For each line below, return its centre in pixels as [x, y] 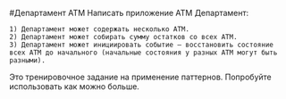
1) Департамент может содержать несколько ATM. [100, 29]
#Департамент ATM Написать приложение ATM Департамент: [129, 13]
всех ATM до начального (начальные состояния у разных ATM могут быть [143, 53]
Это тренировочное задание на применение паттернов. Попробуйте [140, 77]
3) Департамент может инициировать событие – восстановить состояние [142, 45]
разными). [28, 61]
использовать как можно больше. [75, 87]
